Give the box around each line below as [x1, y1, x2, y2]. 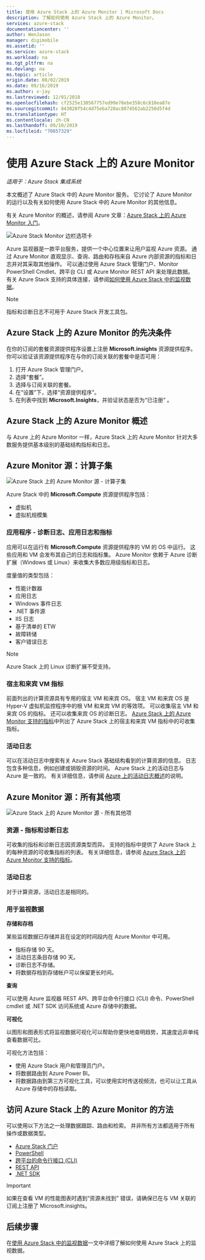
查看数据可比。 [6, 1036, 44, 1043]
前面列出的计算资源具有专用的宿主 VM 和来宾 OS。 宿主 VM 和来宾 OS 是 [6, 694, 190, 701]
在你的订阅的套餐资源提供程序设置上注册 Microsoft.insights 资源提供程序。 [6, 345, 196, 352]
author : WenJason [6, 32, 51, 38]
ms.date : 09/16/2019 [6, 83, 59, 89]
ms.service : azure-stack [6, 49, 70, 55]
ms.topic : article [6, 71, 53, 78]
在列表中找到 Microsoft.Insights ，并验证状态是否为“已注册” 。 [15, 396, 173, 403]
